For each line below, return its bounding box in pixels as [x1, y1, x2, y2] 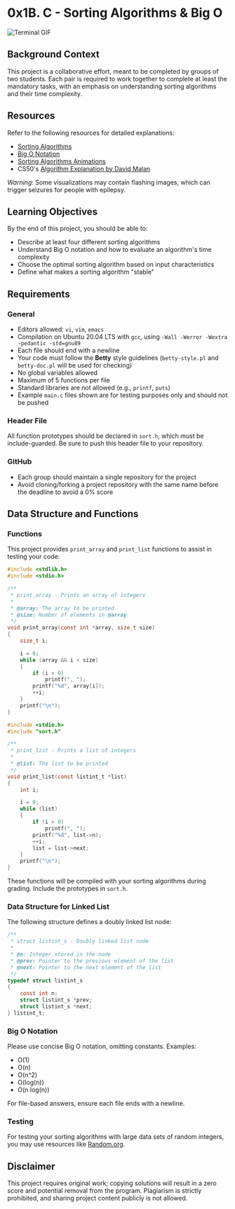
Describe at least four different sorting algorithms [17, 238, 161, 246]
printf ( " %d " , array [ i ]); [32, 683, 105, 690]
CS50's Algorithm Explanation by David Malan [17, 164, 151, 173]
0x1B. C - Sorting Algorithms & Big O [7, 5, 223, 21]
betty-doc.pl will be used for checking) [17, 361, 133, 370]
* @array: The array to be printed [10, 605, 114, 612]
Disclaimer [7, 1160, 55, 1173]
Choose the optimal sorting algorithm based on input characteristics [17, 260, 215, 269]
